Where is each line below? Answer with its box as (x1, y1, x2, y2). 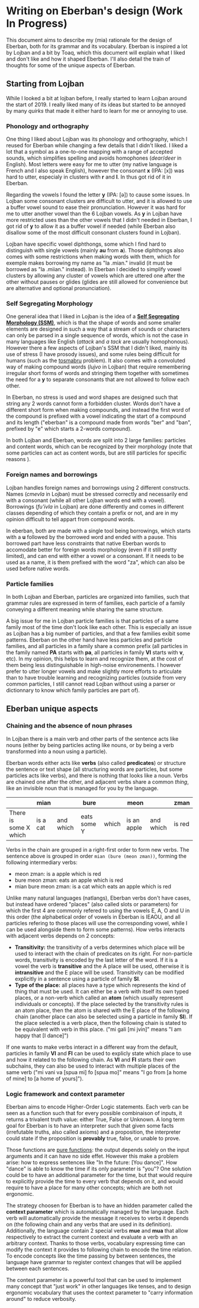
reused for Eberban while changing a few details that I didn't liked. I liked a (6, 142, 188, 149)
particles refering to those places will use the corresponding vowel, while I (6, 919, 188, 926)
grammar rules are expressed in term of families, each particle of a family (6, 599, 185, 607)
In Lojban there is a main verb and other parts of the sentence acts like (6, 735, 179, 742)
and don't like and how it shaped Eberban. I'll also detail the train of (6, 55, 171, 62)
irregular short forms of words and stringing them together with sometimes (6, 370, 189, 377)
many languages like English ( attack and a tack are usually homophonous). (6, 338, 190, 345)
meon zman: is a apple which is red (14, 870, 101, 877)
